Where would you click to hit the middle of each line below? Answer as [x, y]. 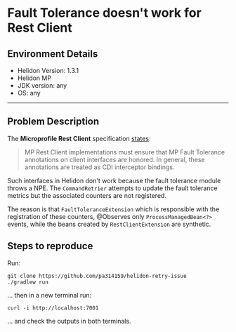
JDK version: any [42, 85]
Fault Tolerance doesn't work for [104, 13]
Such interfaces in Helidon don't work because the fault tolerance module [114, 180]
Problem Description [53, 122]
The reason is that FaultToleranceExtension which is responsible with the [113, 209]
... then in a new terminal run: [50, 295]
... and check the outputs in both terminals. [69, 321]
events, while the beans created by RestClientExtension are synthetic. [109, 224]
